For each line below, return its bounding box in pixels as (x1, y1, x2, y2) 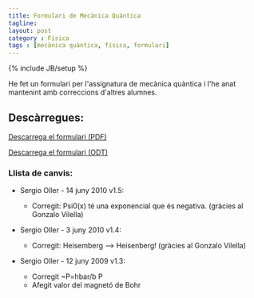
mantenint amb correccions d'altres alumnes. (8, 87, 157, 97)
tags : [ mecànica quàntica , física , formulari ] (8, 42, 170, 50)
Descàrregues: (8, 111, 85, 124)
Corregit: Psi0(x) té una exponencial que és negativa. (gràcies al (31, 201, 244, 211)
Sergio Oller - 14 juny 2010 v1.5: (19, 186, 125, 195)
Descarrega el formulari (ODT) (8, 147, 109, 157)
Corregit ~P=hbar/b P (31, 272, 104, 281)
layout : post (8, 26, 52, 34)
